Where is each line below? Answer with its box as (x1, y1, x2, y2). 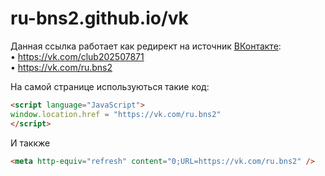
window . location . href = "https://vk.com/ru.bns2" (10, 109, 222, 119)
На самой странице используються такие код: (10, 80, 210, 92)
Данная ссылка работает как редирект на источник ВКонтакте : (10, 40, 282, 52)
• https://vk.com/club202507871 (10, 50, 145, 62)
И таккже (10, 137, 51, 149)
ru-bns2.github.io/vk (10, 7, 189, 30)
